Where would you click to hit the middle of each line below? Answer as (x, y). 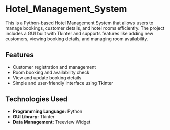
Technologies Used (36, 99)
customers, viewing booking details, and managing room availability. (77, 39)
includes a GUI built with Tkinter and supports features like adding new (79, 33)
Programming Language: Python (47, 111)
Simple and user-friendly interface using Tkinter (63, 83)
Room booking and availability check (51, 72)
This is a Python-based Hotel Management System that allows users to (79, 23)
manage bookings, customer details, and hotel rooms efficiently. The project (85, 28)
